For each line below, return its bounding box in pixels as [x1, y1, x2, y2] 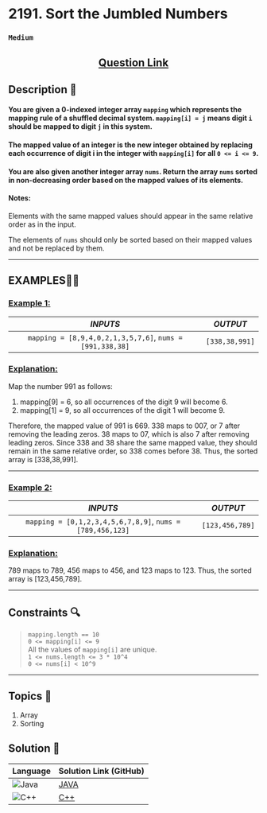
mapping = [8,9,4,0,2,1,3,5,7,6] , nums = [27, 332, 183, 343]
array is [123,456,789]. [8, 574, 83, 584]
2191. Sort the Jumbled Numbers [8, 5, 228, 23]
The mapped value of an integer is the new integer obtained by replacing [8, 140, 253, 150]
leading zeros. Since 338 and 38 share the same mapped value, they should [8, 438, 257, 447]
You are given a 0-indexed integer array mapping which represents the [8, 105, 242, 115]
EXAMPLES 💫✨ [8, 274, 80, 287]
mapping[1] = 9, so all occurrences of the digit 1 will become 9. [19, 405, 226, 414]
